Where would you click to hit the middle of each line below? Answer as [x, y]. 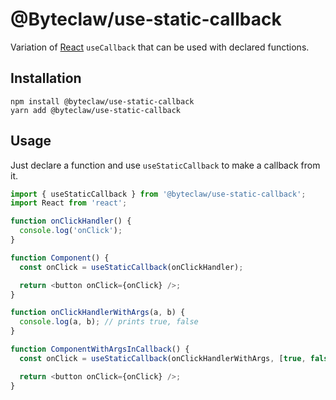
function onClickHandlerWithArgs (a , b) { [98, 313]
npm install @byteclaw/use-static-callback [102, 101]
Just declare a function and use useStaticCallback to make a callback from [165, 165]
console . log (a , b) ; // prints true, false [109, 322]
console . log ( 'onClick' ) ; [71, 231]
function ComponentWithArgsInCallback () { [100, 349]
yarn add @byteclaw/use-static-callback [96, 110]
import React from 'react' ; [69, 203]
